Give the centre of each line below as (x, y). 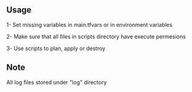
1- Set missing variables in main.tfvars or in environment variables (90, 24)
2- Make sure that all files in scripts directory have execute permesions (96, 37)
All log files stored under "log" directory (57, 82)
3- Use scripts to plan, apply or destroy (56, 48)
